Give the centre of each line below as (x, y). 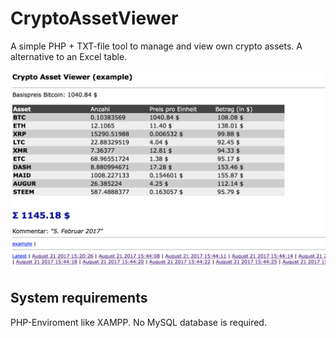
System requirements (79, 298)
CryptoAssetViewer (94, 18)
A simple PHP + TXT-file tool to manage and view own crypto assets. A (156, 46)
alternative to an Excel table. (69, 56)
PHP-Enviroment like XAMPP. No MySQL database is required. (138, 322)
